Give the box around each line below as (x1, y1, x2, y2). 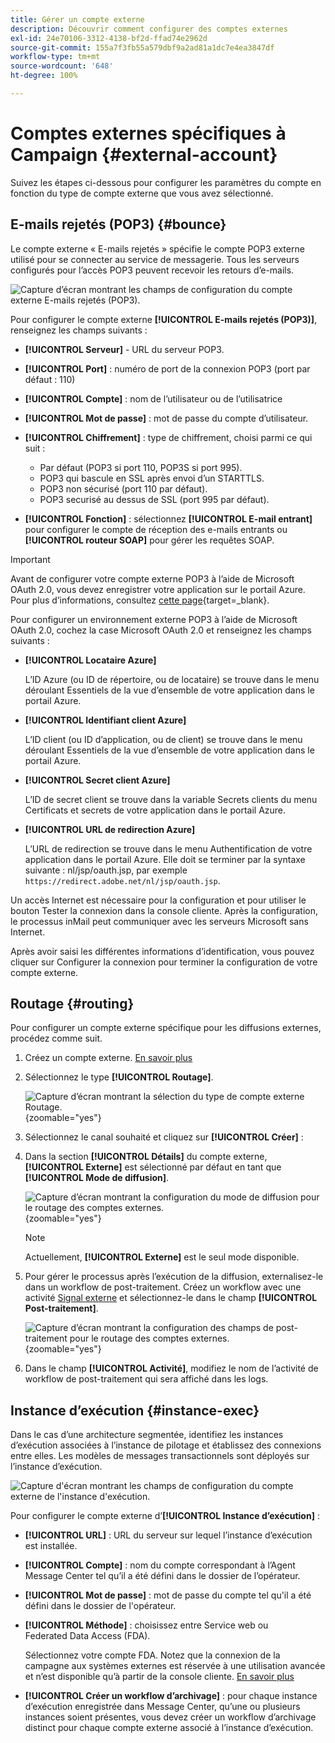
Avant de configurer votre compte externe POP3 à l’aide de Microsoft (10, 572, 295, 585)
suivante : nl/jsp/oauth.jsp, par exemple (24, 864, 188, 876)
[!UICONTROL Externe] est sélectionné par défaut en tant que (24, 1161, 282, 1173)
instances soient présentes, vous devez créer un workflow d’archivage (24, 1711, 317, 1723)
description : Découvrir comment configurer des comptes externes (10, 24, 288, 34)
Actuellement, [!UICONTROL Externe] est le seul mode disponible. (24, 1251, 300, 1263)
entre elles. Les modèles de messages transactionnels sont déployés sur (10, 1450, 310, 1462)
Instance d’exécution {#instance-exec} (10, 1402, 260, 1419)
